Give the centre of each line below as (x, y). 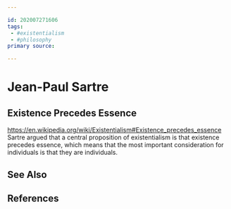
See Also (27, 174)
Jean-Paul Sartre (58, 87)
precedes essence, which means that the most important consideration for (115, 145)
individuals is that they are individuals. (63, 153)
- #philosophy (31, 39)
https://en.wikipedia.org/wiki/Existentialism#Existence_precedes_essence (114, 130)
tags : (15, 26)
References (33, 198)
